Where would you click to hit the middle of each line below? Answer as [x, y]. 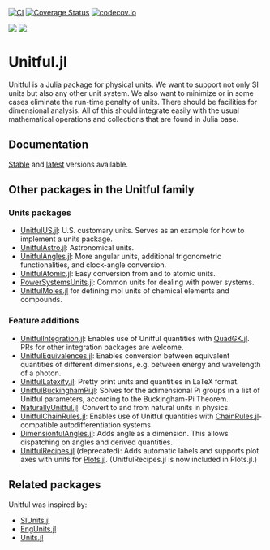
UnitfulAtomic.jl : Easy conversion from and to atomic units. [118, 274]
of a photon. [41, 373]
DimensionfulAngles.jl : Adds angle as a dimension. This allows [124, 433]
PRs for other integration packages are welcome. [102, 347]
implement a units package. [66, 239]
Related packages [55, 485]
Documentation [49, 145]
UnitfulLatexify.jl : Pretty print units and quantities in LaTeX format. [129, 381]
